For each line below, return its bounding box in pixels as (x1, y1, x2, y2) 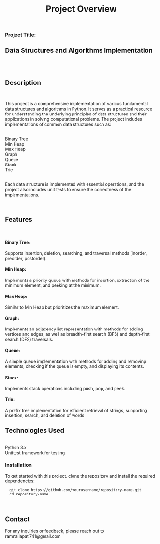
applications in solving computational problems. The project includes (5, 116, 143, 122)
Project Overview (45, 3, 117, 15)
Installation (5, 462, 32, 469)
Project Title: (5, 32, 36, 38)
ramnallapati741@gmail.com (5, 533, 61, 539)
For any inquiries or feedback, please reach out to (5, 528, 104, 534)
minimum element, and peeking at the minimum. (5, 282, 101, 288)
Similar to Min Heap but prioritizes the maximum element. (5, 304, 119, 310)
